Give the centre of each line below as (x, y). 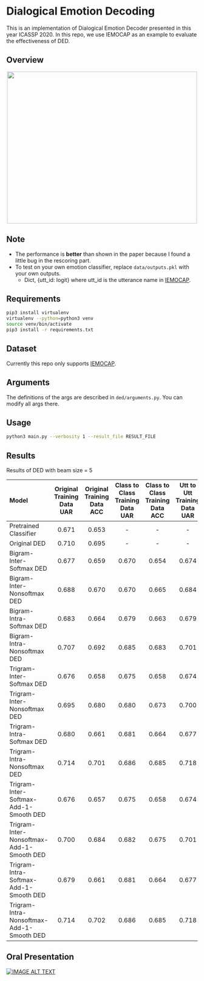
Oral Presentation (40, 957)
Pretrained (24, 526)
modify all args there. (33, 404)
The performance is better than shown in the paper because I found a (103, 254)
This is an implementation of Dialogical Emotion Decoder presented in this (99, 28)
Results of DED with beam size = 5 (49, 470)
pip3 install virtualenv (38, 313)
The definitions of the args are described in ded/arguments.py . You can (95, 397)
